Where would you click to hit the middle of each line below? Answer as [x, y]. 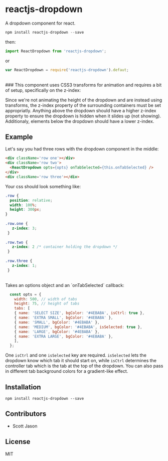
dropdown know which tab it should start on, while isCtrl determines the [81, 361]
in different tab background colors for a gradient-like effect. [67, 371]
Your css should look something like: [43, 186]
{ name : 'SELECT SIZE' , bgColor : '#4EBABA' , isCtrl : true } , [79, 313]
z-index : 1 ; [24, 265]
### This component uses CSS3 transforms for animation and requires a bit [83, 85]
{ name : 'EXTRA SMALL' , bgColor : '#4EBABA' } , [64, 318]
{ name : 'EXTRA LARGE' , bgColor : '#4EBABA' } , [64, 336]
